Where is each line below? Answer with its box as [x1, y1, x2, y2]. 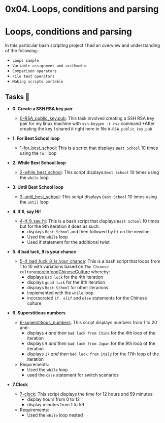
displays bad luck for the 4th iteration [27, 274, 103, 280]
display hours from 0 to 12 [27, 396, 80, 402]
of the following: [5, 48, 38, 54]
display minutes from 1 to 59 [27, 401, 85, 407]
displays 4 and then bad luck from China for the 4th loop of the [27, 330, 156, 336]
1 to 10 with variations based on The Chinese [19, 263, 109, 269]
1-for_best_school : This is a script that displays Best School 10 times [19, 145, 159, 151]
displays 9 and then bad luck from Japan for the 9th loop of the [27, 340, 156, 346]
